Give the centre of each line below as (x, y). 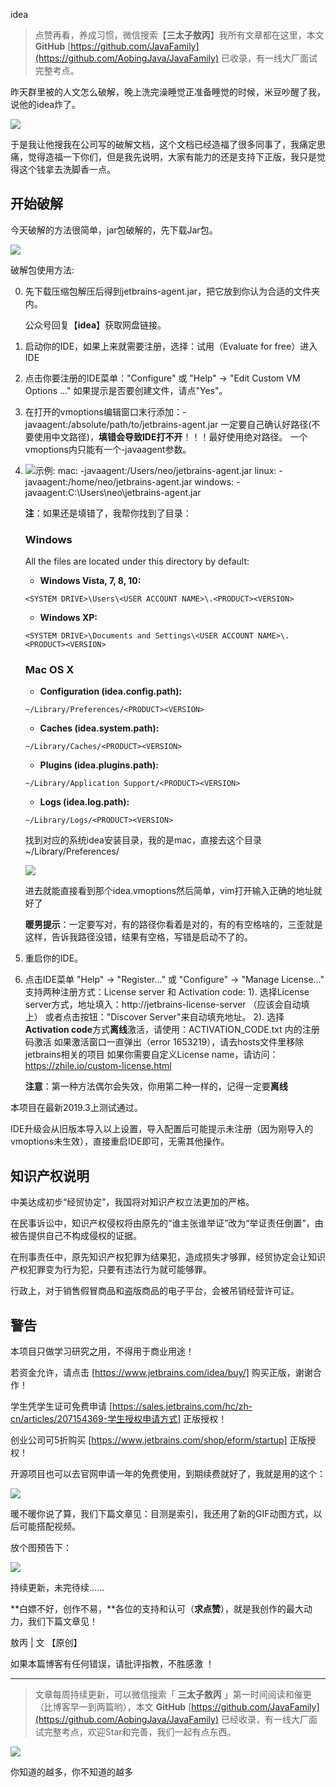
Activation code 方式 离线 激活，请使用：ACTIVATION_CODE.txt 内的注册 (172, 1030)
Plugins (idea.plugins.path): (99, 765)
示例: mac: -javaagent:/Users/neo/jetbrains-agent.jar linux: (155, 470)
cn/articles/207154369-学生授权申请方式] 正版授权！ (119, 1419)
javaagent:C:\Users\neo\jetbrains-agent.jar (113, 492)
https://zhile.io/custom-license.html (98, 1066)
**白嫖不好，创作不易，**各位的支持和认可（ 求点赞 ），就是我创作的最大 (157, 1609)
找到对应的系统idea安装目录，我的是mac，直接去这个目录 (143, 840)
